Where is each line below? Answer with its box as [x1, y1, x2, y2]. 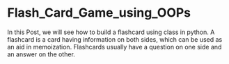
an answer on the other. [7, 50, 75, 58]
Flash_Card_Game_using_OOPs [7, 5, 191, 21]
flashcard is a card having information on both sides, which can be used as [7, 35, 223, 43]
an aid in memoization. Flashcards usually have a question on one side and [7, 42, 222, 51]
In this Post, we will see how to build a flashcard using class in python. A [7, 28, 215, 36]
